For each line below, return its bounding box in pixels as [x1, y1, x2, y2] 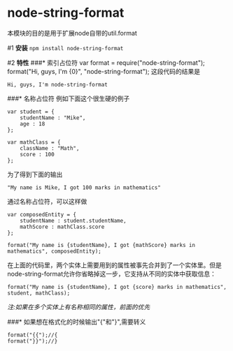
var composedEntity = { [7, 211, 77, 218]
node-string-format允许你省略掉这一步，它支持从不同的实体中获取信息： [7, 269, 217, 278]
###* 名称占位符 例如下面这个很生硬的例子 [7, 94, 130, 103]
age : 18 [20, 120, 45, 127]
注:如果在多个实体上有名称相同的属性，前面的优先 [7, 302, 150, 311]
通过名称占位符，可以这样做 [7, 197, 87, 205]
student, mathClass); [7, 290, 71, 297]
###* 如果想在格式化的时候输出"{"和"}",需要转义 [7, 318, 146, 326]
